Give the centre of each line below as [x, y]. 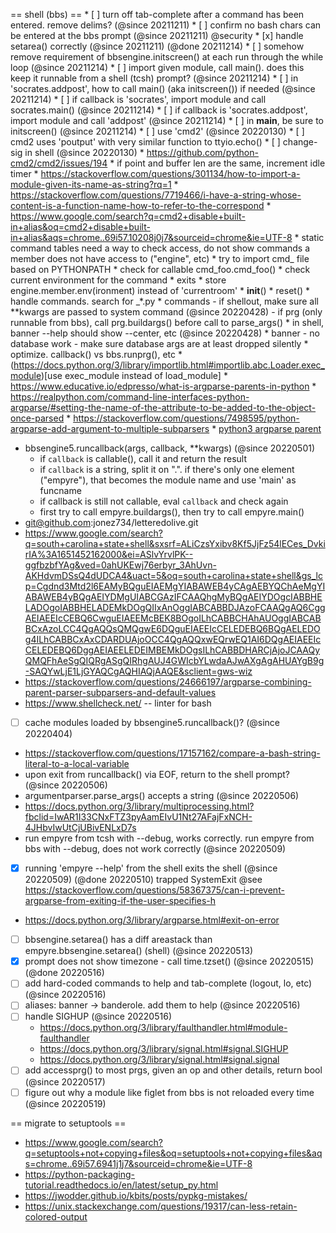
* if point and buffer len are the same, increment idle [217, 163]
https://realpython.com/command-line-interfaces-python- [130, 397]
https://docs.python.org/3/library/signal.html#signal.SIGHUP [164, 1049]
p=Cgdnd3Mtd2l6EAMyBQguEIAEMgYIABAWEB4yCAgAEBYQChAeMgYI [175, 586]
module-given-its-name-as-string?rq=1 [91, 184]
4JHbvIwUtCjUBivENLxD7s [80, 828]
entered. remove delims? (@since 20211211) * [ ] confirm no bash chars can [166, 25]
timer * [24, 173]
